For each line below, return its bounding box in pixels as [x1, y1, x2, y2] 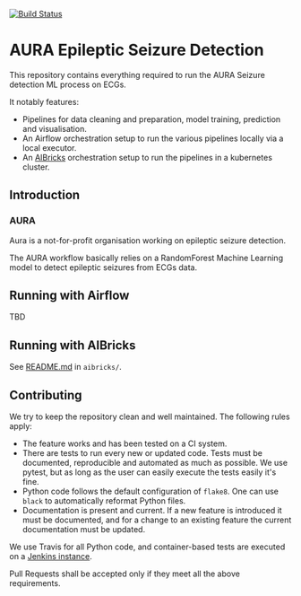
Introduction [9, 188, 81, 203]
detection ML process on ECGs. [9, 79, 127, 90]
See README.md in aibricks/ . [9, 362, 123, 372]
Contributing [9, 387, 82, 403]
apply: [9, 421, 33, 432]
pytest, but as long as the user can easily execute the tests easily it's [21, 467, 277, 478]
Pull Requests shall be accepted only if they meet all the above [9, 568, 240, 579]
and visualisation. [21, 123, 87, 134]
